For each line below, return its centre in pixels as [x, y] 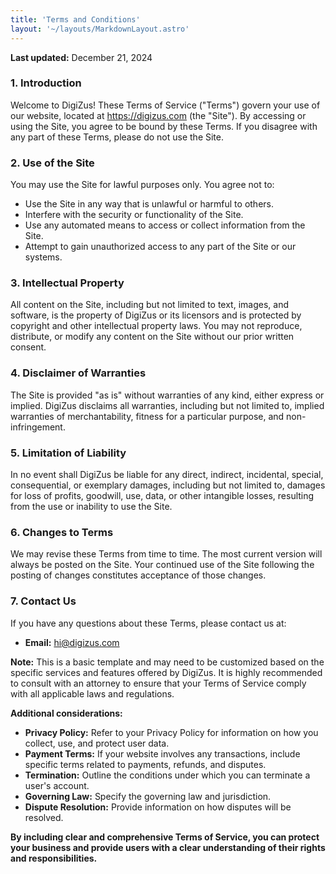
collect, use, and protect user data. [97, 743]
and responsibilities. [54, 858]
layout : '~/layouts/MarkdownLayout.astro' [100, 29]
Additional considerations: [66, 713]
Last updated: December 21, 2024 [81, 57]
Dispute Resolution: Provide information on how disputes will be [158, 807]
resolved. [44, 817]
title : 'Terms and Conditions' [75, 19]
